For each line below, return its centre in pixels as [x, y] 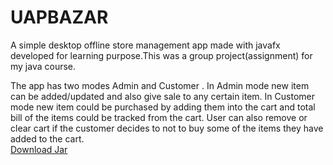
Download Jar [39, 149]
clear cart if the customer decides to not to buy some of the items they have [167, 128]
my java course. [43, 66]
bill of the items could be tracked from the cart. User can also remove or [159, 117]
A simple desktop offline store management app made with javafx [145, 45]
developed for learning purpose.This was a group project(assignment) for [161, 55]
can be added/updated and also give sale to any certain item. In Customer [162, 96]
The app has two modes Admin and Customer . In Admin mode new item [160, 85]
